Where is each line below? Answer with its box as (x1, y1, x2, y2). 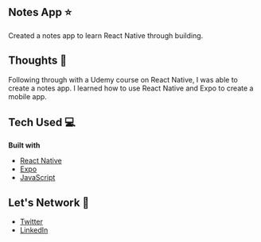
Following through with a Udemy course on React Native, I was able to (8, 75, 239, 84)
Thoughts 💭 (8, 54, 68, 67)
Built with (8, 140, 41, 150)
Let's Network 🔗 (8, 196, 90, 209)
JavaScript (19, 173, 56, 182)
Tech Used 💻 (8, 116, 76, 129)
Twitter (19, 217, 44, 227)
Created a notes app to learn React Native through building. (8, 30, 204, 40)
